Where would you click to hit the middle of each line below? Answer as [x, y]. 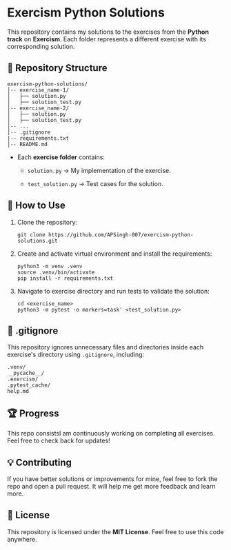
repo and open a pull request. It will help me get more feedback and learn [111, 486]
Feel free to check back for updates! [59, 441]
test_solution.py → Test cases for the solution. [95, 183]
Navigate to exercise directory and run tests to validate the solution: [113, 291]
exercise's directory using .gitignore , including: [76, 355]
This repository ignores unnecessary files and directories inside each [106, 347]
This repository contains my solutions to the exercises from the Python [108, 32]
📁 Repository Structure [57, 68]
